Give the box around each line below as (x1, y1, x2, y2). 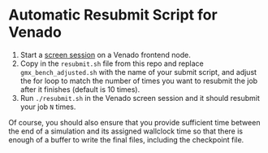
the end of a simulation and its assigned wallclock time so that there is (8, 126, 244, 136)
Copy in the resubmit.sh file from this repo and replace (19, 59, 205, 68)
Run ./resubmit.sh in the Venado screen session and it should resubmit (19, 93, 260, 103)
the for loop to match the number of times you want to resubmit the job (19, 76, 258, 85)
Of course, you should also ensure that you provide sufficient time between (8, 117, 261, 127)
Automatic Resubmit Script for (8, 6, 218, 24)
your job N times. (19, 102, 76, 111)
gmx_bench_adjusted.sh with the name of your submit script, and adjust (19, 67, 257, 76)
